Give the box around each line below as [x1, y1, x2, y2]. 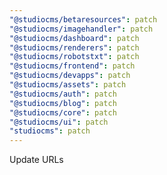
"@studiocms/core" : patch [9, 107, 117, 118]
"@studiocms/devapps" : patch [9, 71, 131, 81]
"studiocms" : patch [9, 126, 91, 136]
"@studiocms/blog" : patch [9, 98, 117, 108]
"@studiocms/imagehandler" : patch [9, 24, 154, 34]
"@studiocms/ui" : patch [9, 117, 109, 127]
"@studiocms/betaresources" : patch [9, 14, 158, 25]
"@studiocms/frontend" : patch [9, 61, 136, 71]
